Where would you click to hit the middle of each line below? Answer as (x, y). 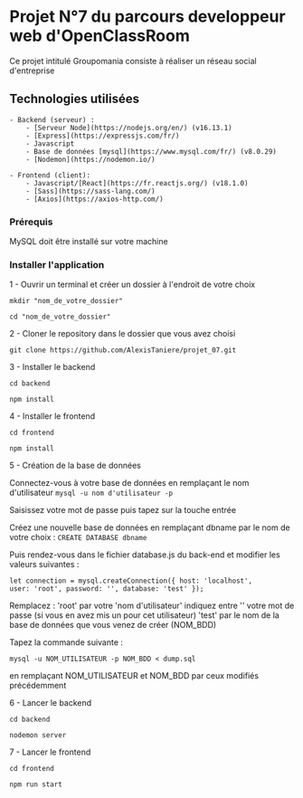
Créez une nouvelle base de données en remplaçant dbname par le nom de (150, 527)
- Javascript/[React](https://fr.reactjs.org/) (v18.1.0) (137, 183)
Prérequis (31, 222)
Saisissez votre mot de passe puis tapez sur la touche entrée (123, 510)
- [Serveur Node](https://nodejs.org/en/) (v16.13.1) (129, 128)
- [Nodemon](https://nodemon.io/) (90, 159)
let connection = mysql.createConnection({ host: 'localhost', (131, 581)
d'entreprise (32, 71)
